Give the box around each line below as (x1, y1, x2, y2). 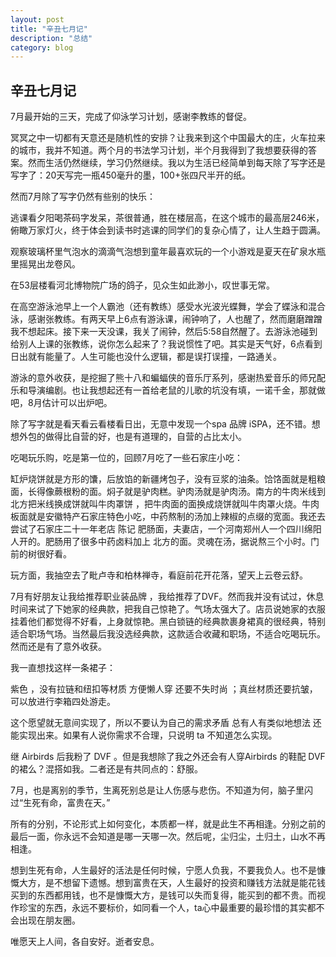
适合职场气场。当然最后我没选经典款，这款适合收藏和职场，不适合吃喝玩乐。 (10, 628, 326, 640)
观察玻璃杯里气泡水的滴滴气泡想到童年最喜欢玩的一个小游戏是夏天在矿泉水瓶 (10, 246, 326, 258)
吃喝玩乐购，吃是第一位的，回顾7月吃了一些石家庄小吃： (10, 452, 243, 464)
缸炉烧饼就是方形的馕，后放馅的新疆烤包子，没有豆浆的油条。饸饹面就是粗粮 (10, 473, 326, 485)
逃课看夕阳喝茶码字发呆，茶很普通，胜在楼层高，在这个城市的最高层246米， (10, 212, 325, 224)
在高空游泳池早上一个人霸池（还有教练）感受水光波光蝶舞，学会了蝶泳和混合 (10, 301, 326, 313)
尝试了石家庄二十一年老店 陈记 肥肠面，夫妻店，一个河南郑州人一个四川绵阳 (10, 523, 322, 535)
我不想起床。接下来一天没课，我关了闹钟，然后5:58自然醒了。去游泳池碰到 (10, 326, 318, 338)
